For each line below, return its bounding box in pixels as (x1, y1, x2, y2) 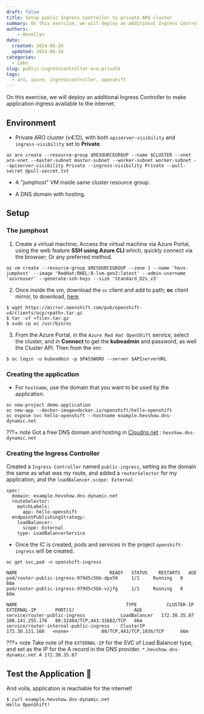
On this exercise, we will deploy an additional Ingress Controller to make (6, 94, 186, 101)
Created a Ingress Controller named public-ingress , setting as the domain (6, 463, 197, 471)
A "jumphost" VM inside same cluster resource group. (15, 178, 151, 186)
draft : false (6, 9, 39, 15)
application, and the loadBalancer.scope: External (6, 476, 134, 483)
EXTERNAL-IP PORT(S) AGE (6, 607, 143, 614)
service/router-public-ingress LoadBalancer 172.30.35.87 (6, 612, 194, 618)
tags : (6, 71, 20, 77)
